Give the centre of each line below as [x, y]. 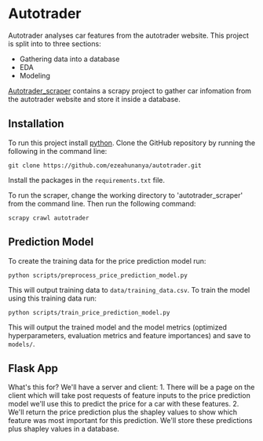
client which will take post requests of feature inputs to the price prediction [130, 395]
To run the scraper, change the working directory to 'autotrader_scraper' [126, 195]
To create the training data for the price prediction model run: [107, 261]
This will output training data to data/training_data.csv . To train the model [129, 290]
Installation [36, 124]
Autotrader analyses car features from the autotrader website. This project [129, 35]
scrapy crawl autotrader [49, 218]
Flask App [33, 368]
